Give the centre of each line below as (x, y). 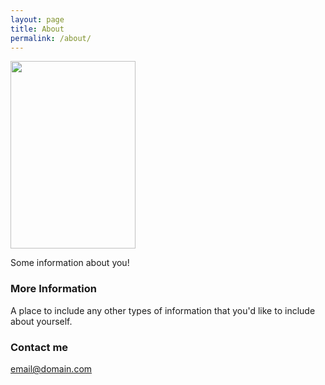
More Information (53, 289)
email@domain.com (51, 368)
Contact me (39, 347)
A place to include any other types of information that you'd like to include (163, 310)
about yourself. (41, 321)
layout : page (37, 19)
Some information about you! (70, 263)
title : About (37, 29)
